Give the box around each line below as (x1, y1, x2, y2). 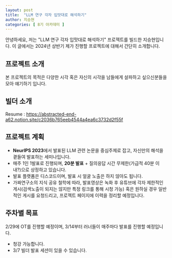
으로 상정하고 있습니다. (21, 167, 67, 173)
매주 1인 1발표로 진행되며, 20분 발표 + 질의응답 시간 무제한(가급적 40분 (12, 160, 155, 166)
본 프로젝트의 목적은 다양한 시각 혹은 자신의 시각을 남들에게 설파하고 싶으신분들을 (5, 74, 167, 80)
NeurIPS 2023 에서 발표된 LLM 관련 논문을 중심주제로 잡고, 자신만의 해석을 (12, 147, 164, 153)
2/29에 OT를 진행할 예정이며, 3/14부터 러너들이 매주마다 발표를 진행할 (5, 223, 146, 229)
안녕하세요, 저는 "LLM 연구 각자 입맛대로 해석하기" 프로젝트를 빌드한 (5, 36, 142, 43)
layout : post (5, 7, 33, 13)
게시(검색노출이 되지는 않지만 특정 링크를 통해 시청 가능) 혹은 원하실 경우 (12, 186, 158, 192)
